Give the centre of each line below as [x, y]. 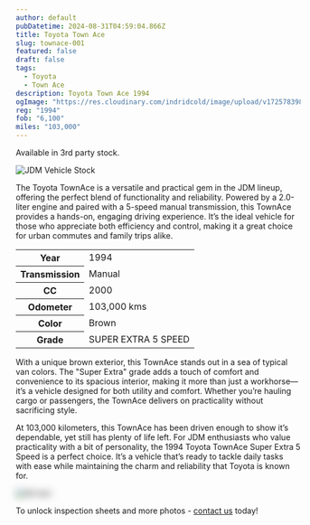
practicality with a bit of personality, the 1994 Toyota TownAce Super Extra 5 [158, 447]
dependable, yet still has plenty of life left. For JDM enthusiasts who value [153, 437]
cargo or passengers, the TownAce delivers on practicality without [140, 400]
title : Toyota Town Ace [61, 34]
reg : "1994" [38, 110]
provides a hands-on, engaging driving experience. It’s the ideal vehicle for [155, 216]
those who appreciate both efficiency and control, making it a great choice [155, 226]
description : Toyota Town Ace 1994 [83, 93]
